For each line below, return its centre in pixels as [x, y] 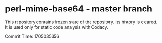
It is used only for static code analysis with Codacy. [56, 27]
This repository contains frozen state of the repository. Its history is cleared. [81, 22]
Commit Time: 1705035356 [32, 36]
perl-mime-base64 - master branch [79, 9]
